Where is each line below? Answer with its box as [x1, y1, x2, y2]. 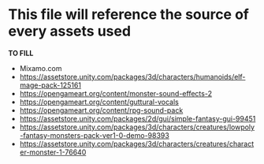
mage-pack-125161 [19, 80, 81, 90]
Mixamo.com [19, 63, 62, 73]
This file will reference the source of [8, 6, 250, 24]
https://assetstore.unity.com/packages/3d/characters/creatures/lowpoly [19, 122, 255, 132]
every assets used [8, 22, 132, 40]
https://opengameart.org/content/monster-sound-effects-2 [19, 88, 213, 98]
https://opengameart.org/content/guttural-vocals [19, 97, 179, 106]
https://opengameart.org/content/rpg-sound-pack [19, 105, 184, 115]
